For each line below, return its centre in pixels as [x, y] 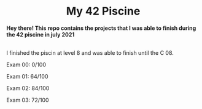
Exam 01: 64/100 [27, 76]
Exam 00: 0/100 [26, 65]
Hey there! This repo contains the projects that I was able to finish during [101, 28]
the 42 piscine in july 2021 [41, 34]
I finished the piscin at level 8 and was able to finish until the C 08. [90, 52]
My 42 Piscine [103, 11]
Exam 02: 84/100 [28, 88]
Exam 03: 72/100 [28, 100]
